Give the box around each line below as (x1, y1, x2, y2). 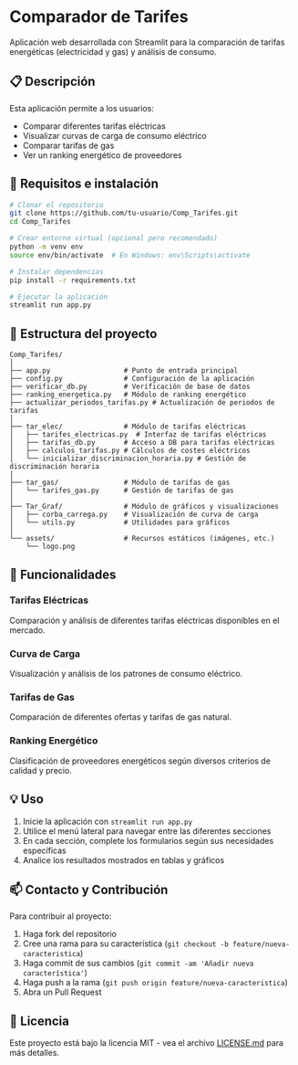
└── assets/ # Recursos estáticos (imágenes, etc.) (9, 534, 275, 543)
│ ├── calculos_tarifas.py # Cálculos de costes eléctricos (9, 446, 251, 456)
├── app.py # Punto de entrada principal (9, 366, 239, 375)
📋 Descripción (9, 74, 96, 90)
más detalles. (9, 1048, 60, 1059)
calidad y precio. (9, 764, 73, 775)
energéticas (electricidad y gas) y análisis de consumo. (9, 46, 217, 57)
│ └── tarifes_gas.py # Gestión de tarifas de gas (9, 486, 234, 495)
